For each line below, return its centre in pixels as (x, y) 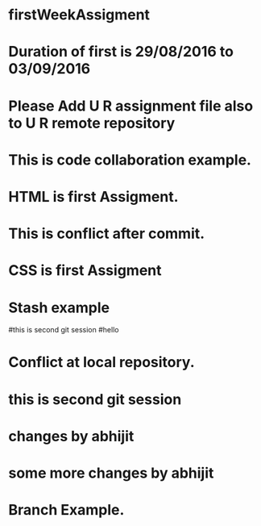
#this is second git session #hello (64, 330)
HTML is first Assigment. (93, 196)
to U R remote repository (92, 123)
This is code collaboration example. (130, 160)
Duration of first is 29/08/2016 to (121, 52)
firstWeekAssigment (79, 15)
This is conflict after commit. (107, 234)
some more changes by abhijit (111, 473)
